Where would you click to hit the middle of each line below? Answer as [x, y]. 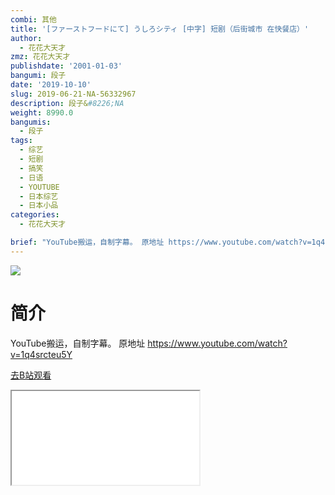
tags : [21, 141]
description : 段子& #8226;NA [67, 103]
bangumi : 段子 [38, 76]
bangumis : [31, 122]
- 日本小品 [39, 206]
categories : [35, 215]
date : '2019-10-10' [51, 85]
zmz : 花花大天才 [40, 57]
